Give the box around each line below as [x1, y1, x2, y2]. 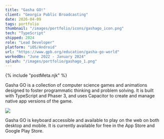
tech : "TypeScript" [5, 31, 46, 36]
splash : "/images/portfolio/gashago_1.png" [5, 59, 97, 64]
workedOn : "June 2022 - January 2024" [5, 54, 86, 59]
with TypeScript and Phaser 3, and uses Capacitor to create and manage [5, 93, 155, 99]
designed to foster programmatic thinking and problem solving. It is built [5, 87, 154, 93]
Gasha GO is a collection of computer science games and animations [5, 82, 147, 88]
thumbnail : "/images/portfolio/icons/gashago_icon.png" [5, 26, 124, 31]
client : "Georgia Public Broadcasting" [5, 12, 88, 17]
